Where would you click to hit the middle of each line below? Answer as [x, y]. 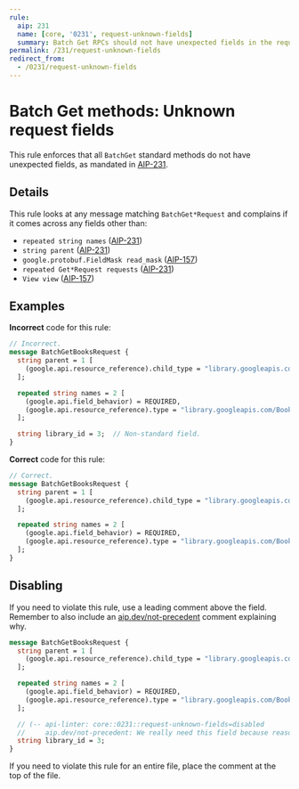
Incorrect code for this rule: [60, 328]
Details [29, 192]
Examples [37, 307]
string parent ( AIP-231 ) [66, 249]
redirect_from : [37, 59]
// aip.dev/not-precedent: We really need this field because [143, 732]
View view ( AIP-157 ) [58, 278]
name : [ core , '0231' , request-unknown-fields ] [105, 34]
